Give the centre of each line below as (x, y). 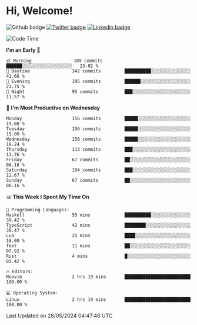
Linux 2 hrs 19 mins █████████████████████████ (98, 299)
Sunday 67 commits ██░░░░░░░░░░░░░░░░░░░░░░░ (98, 180)
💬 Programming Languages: (38, 210)
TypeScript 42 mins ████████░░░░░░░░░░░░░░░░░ (98, 225)
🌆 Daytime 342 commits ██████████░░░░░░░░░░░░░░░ (98, 71)
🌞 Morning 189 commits (54, 61)
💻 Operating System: (32, 293)
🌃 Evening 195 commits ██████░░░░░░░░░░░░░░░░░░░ (98, 81)
